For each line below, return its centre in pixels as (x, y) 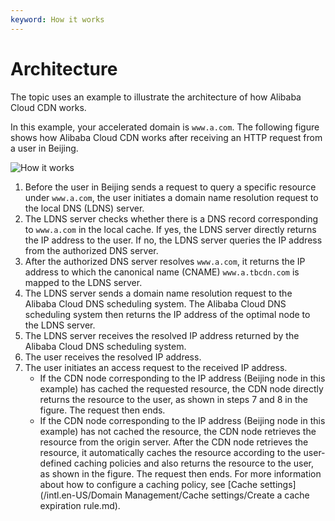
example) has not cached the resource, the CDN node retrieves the (178, 431)
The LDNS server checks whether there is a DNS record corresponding (171, 218)
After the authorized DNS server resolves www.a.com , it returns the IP (165, 261)
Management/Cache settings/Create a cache (217, 495)
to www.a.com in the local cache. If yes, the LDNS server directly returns (170, 229)
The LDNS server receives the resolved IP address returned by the (162, 335)
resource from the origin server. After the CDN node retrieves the (174, 442)
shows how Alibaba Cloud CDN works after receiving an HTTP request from (166, 137)
